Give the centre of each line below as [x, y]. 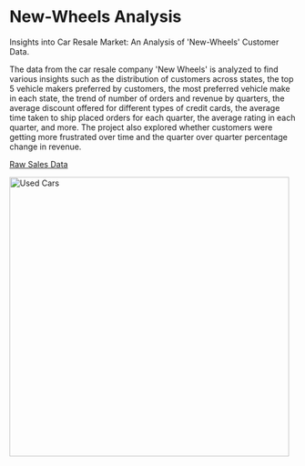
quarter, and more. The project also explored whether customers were [141, 127]
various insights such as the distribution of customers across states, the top [152, 78]
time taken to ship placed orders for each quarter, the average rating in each [152, 117]
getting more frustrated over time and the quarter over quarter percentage [149, 137]
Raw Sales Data [39, 164]
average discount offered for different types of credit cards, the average [145, 107]
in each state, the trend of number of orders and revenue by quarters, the [147, 98]
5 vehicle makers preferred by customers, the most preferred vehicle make [150, 88]
